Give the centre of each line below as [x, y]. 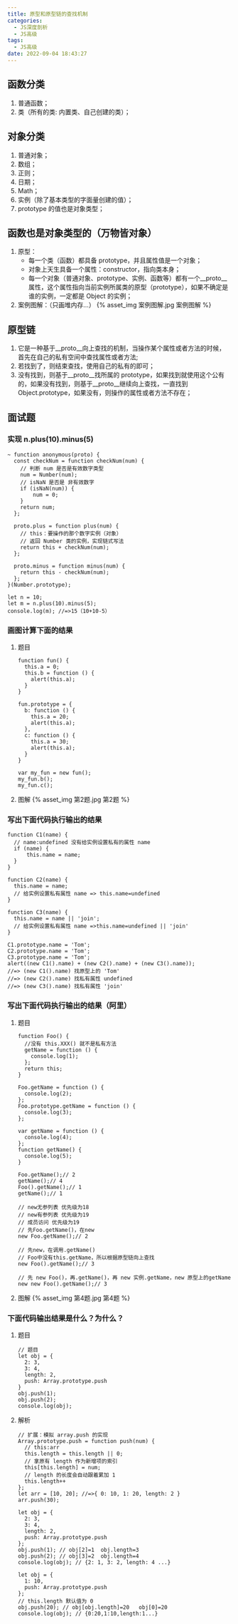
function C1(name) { [38, 835]
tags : [15, 41]
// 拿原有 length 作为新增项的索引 [71, 1461]
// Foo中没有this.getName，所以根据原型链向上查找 [86, 1258]
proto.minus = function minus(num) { [70, 566]
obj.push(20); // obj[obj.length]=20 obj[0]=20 [93, 1608]
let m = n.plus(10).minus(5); [52, 603]
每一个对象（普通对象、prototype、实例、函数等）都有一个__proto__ [128, 278]
